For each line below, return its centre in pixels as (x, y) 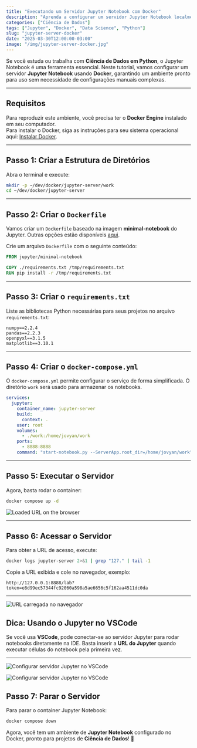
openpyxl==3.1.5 (26, 338)
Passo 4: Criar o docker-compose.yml (72, 366)
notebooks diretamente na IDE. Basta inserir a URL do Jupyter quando (91, 644)
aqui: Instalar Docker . (32, 136)
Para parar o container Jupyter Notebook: (57, 710)
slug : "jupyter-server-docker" (44, 33)
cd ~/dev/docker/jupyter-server (45, 191)
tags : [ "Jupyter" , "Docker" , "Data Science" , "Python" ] (76, 28)
